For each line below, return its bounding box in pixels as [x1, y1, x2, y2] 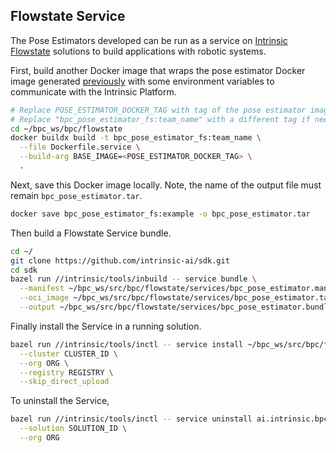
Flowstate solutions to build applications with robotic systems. [10, 45, 267, 57]
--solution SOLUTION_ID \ [19, 424, 128, 434]
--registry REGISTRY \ [19, 367, 114, 378]
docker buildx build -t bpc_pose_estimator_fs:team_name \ [10, 133, 262, 143]
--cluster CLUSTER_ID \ [19, 349, 118, 359]
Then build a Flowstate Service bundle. [10, 227, 172, 239]
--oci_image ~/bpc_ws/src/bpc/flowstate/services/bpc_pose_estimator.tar [19, 293, 333, 303]
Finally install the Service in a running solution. [10, 320, 202, 332]
